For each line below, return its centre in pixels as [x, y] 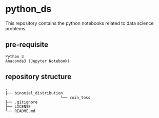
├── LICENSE [18, 106]
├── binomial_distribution [34, 93]
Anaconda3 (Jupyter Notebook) [38, 61]
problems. [16, 28]
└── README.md [21, 111]
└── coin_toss [75, 97]
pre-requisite [27, 45]
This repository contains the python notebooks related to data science [79, 23]
